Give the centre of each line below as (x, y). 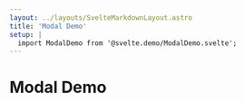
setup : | (26, 34)
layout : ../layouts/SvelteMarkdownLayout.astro (101, 18)
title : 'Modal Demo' (49, 26)
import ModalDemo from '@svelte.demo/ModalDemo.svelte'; (127, 43)
